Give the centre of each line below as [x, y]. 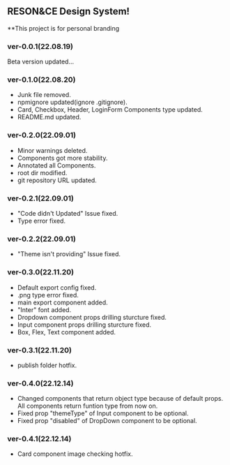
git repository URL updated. [57, 180]
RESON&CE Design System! [69, 12]
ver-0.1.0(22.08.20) [41, 80]
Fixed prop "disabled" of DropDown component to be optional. [107, 421]
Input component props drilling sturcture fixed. [84, 325]
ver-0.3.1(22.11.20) [39, 350]
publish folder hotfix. [47, 365]
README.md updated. [49, 117]
